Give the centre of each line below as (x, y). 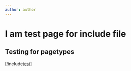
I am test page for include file (65, 34)
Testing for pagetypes (40, 52)
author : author (21, 10)
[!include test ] (18, 64)
